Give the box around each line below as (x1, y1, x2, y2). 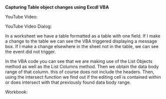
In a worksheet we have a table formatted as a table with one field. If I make (5, 33, 161, 39)
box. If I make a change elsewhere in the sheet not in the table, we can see (5, 44, 159, 49)
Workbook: (5, 89, 28, 95)
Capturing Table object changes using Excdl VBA (5, 4, 109, 10)
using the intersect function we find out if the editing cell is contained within (5, 74, 161, 80)
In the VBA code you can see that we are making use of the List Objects (5, 58, 153, 64)
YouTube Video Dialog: (5, 23, 52, 29)
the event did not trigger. (5, 49, 56, 54)
